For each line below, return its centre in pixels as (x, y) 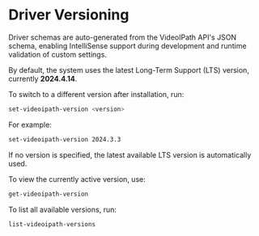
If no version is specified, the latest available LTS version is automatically (130, 154)
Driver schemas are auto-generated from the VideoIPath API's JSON (123, 37)
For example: (30, 124)
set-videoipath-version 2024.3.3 (65, 139)
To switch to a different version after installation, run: (96, 94)
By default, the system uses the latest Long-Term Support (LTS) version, (129, 70)
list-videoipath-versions (52, 224)
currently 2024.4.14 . (43, 78)
